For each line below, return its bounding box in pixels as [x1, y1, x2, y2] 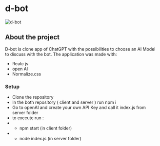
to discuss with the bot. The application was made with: [5, 51, 117, 57]
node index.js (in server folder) [19, 136, 81, 142]
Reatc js [12, 60, 28, 66]
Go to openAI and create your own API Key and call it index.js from [12, 105, 146, 110]
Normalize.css [12, 71, 41, 77]
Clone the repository [12, 94, 54, 100]
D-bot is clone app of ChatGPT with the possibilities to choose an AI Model [5, 46, 156, 52]
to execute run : [12, 115, 44, 121]
